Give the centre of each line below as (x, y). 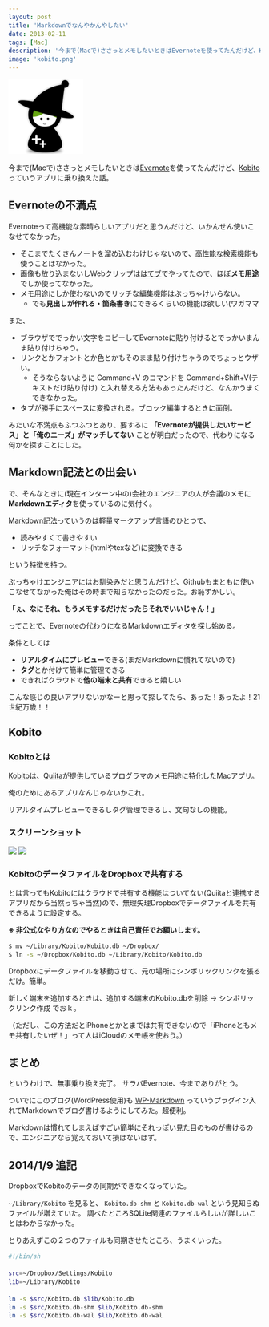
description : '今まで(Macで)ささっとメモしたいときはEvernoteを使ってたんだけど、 (134, 51)
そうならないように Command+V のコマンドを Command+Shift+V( (142, 378)
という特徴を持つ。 (40, 564)
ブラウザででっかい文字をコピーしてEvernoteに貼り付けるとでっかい (132, 338)
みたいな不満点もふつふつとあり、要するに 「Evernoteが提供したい (119, 424)
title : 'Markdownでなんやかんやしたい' (69, 25)
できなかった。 (56, 398)
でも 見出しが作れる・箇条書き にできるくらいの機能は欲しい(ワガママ (145, 303)
